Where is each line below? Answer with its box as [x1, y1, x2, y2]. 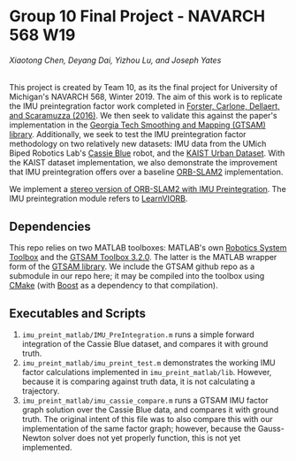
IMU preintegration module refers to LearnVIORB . [9, 193, 188, 204]
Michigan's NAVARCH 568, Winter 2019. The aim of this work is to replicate [9, 91, 283, 103]
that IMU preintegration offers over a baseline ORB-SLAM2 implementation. [9, 166, 284, 178]
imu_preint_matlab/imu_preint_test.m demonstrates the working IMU [21, 357, 276, 368]
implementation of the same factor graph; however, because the [21, 423, 256, 434]
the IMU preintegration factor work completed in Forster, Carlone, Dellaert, [9, 101, 280, 111]
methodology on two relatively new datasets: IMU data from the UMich [9, 139, 267, 150]
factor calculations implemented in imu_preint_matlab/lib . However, [21, 367, 272, 378]
